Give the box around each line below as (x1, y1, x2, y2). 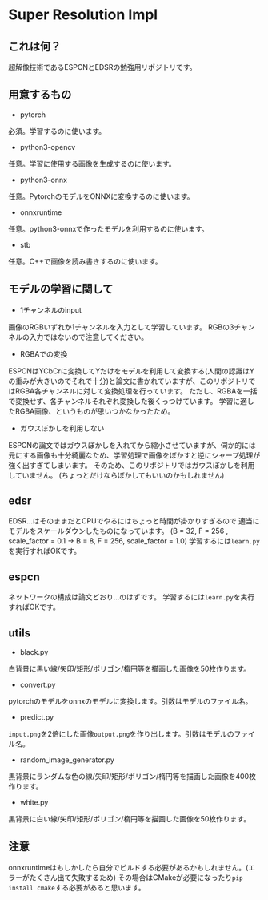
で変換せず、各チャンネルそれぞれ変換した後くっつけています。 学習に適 (8, 396, 248, 406)
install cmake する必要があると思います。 (8, 882, 146, 892)
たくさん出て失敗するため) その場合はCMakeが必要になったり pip (29, 872, 243, 882)
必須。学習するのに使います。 (8, 126, 106, 135)
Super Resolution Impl (8, 6, 158, 24)
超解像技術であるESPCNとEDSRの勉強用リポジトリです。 (8, 63, 198, 71)
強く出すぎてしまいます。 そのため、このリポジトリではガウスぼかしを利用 (8, 460, 255, 470)
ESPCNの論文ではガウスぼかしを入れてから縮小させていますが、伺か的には (8, 440, 256, 450)
